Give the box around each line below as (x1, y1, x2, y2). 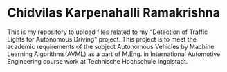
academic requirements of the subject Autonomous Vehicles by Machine (7, 42, 215, 51)
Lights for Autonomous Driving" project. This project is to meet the (7, 35, 197, 43)
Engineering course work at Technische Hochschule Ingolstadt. (7, 57, 188, 65)
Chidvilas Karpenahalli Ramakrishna (7, 5, 220, 21)
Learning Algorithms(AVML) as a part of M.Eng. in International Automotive (7, 50, 221, 58)
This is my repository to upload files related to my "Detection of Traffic (7, 28, 208, 36)
